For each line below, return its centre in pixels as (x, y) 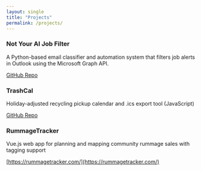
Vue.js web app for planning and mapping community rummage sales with (98, 144)
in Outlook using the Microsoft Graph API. (58, 63)
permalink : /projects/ (34, 23)
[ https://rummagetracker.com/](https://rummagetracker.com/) (83, 162)
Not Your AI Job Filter (38, 44)
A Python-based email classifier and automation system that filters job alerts (100, 57)
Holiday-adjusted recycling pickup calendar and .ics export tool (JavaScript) (100, 103)
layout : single (25, 12)
